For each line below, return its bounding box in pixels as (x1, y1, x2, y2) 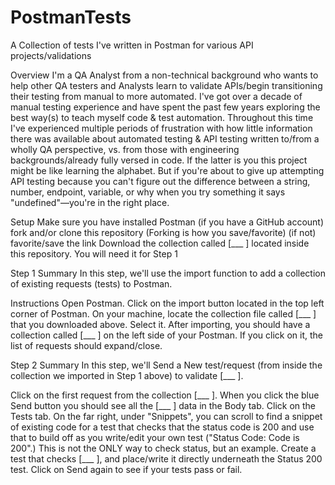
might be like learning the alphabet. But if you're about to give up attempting (10, 164, 325, 176)
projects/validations (10, 49, 92, 61)
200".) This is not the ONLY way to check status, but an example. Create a (10, 442, 317, 454)
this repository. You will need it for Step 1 (10, 247, 178, 260)
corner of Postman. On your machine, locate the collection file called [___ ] (10, 307, 317, 320)
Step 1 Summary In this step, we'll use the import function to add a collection (10, 267, 326, 279)
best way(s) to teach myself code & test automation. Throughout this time (10, 111, 314, 123)
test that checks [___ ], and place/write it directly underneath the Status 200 (10, 452, 323, 465)
